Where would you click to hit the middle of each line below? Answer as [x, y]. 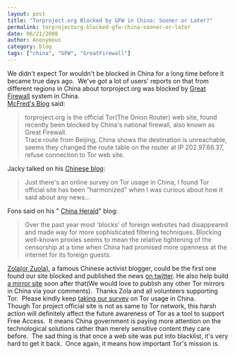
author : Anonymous [34, 40]
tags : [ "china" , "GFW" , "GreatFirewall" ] [69, 54]
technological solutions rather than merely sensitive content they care [109, 328]
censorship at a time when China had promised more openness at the [126, 247]
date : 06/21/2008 [33, 34]
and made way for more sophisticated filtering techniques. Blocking [123, 232]
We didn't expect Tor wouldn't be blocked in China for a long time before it [116, 73]
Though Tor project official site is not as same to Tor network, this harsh [112, 305]
